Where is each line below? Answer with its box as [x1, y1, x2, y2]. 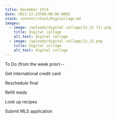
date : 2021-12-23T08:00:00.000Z [5, 12, 70, 17]
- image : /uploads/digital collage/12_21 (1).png [9, 25, 111, 30]
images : [5, 20, 21, 26]
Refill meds [5, 89, 28, 95]
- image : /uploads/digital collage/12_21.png [9, 39, 103, 44]
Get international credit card [5, 70, 61, 76]
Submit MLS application [5, 108, 52, 114]
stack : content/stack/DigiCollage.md [5, 16, 81, 21]
